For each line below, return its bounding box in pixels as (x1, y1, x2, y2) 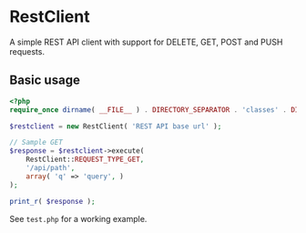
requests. (9, 46, 46, 56)
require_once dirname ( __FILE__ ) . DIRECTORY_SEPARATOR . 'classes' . (9, 105, 287, 115)
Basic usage (9, 73, 80, 88)
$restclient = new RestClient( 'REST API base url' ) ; (9, 121, 222, 131)
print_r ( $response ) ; (9, 197, 96, 206)
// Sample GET (9, 138, 64, 147)
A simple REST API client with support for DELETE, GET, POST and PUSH (9, 36, 283, 47)
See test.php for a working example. (9, 213, 148, 224)
